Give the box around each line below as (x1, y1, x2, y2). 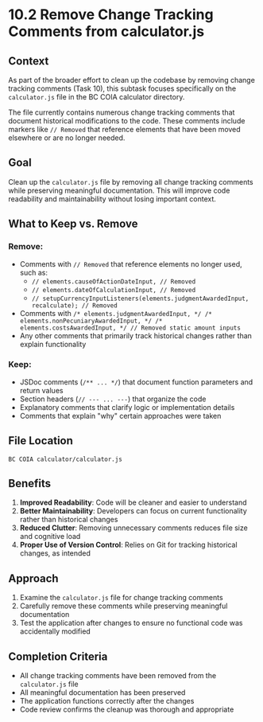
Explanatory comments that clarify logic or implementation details (19, 402, 235, 412)
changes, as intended (19, 548, 91, 558)
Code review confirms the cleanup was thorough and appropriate (19, 704, 234, 714)
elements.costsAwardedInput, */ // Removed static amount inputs (19, 324, 241, 332)
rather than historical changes (19, 515, 118, 525)
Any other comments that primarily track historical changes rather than (19, 330, 253, 340)
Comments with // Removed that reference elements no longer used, (19, 259, 242, 268)
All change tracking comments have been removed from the (19, 671, 217, 681)
